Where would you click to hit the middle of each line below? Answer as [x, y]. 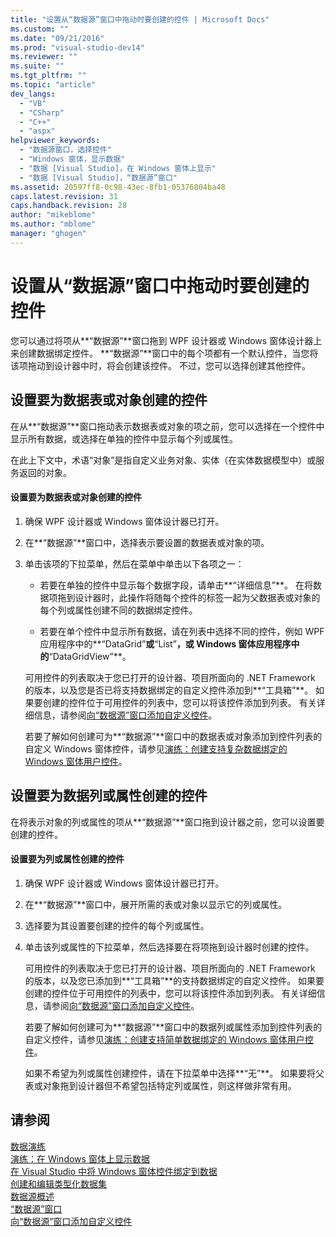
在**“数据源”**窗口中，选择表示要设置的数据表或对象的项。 [147, 542]
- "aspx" [37, 131]
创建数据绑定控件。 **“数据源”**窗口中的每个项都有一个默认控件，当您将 [168, 353]
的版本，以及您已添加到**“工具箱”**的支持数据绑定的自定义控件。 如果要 [174, 980]
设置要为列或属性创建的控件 [67, 859]
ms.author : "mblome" [53, 224]
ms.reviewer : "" [44, 57]
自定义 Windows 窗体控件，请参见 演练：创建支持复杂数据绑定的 [156, 748]
